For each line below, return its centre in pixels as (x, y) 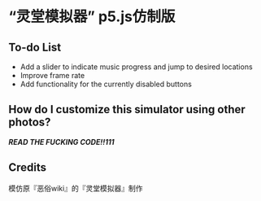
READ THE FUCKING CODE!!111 (62, 142)
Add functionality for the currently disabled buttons (106, 84)
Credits (28, 168)
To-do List (35, 47)
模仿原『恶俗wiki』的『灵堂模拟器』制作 (76, 188)
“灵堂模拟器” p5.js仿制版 (92, 17)
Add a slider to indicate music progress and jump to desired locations (137, 67)
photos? (30, 122)
